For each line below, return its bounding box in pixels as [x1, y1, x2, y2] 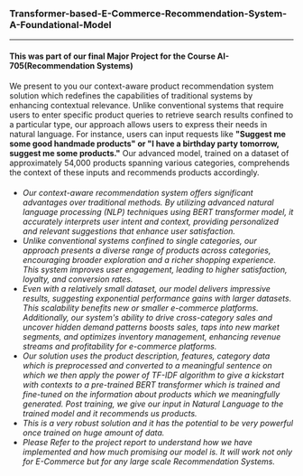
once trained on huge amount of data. [22, 427, 165, 438]
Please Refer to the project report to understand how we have [22, 437, 252, 448]
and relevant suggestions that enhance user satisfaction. [22, 226, 236, 237]
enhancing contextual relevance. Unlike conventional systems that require [9, 99, 284, 110]
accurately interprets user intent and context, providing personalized [22, 216, 280, 228]
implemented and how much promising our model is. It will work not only [22, 446, 293, 458]
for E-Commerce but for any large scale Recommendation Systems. [22, 456, 275, 467]
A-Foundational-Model [9, 18, 112, 31]
